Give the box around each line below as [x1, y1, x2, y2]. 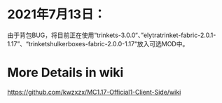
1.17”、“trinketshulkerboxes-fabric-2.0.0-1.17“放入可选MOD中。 [7, 39, 189, 48]
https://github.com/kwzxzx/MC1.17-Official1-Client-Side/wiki [7, 88, 181, 96]
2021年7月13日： [7, 6, 106, 22]
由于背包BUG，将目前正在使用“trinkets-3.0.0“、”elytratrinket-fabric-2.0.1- [7, 31, 216, 39]
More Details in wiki [7, 64, 124, 81]
